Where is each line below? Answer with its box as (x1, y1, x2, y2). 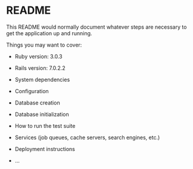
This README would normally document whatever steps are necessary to (6, 23, 187, 30)
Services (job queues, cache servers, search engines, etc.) (14, 134, 160, 141)
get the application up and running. (6, 29, 92, 36)
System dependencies (14, 76, 70, 83)
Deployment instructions (14, 145, 76, 152)
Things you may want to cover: (6, 41, 82, 48)
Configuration (14, 87, 49, 94)
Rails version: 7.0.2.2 (14, 64, 66, 72)
